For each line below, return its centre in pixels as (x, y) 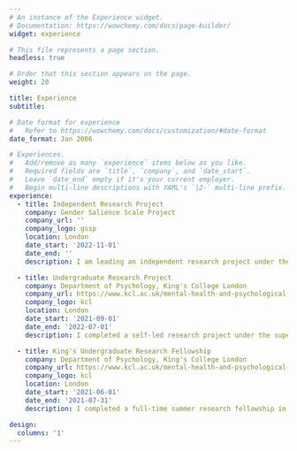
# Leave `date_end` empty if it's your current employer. (122, 180)
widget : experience (45, 34)
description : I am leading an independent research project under (150, 262)
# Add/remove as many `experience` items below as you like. (128, 163)
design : (23, 424)
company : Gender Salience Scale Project (100, 212)
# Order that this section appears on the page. (100, 74)
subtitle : (27, 106)
